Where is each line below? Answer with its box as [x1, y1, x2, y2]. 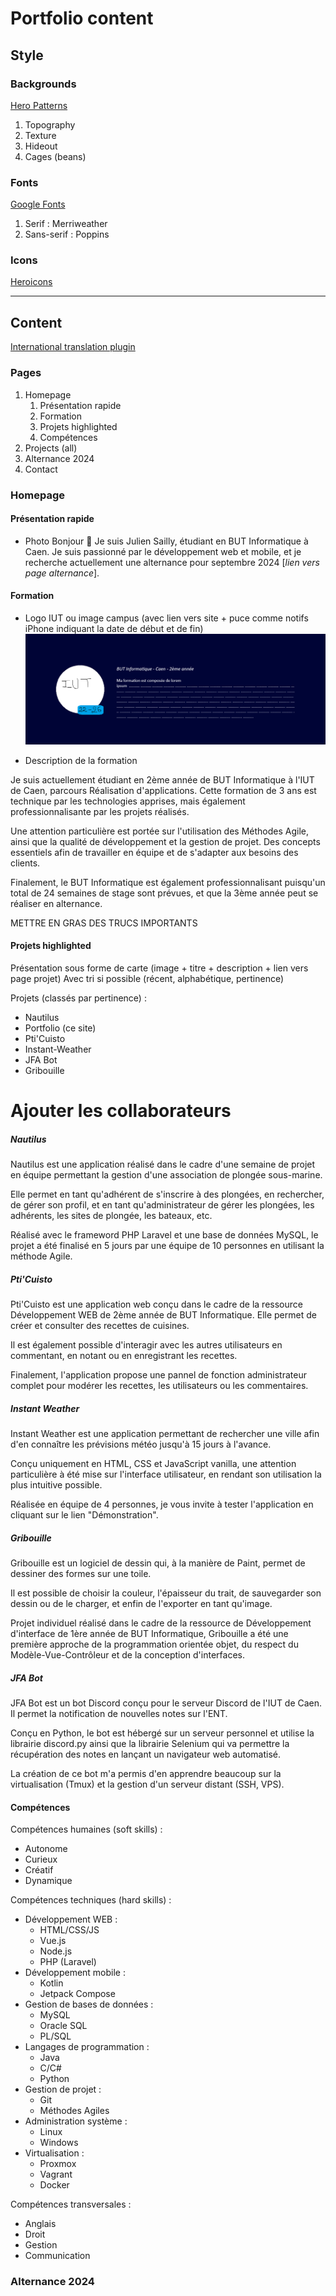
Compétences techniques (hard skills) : [10, 1894, 172, 1906]
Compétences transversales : [10, 2198, 132, 2211]
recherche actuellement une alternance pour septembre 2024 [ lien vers [24, 556, 320, 568]
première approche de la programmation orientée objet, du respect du [10, 1638, 299, 1650]
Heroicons [10, 276, 53, 288]
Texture [24, 129, 57, 141]
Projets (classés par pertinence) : [10, 992, 147, 1004]
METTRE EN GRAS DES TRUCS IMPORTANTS [10, 917, 198, 929]
